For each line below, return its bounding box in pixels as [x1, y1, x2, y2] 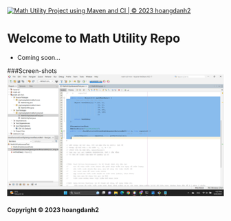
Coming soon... [16, 53, 60, 61]
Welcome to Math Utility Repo [7, 31, 181, 46]
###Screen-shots [7, 66, 57, 75]
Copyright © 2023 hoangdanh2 [7, 206, 100, 214]
